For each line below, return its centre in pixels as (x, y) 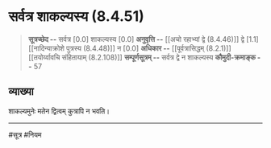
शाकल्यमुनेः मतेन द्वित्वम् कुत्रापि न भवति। (59, 111)
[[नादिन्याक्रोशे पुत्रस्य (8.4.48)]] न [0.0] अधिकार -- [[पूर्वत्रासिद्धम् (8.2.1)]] (129, 48)
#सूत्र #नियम (25, 134)
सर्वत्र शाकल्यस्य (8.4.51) (77, 16)
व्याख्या (21, 92)
